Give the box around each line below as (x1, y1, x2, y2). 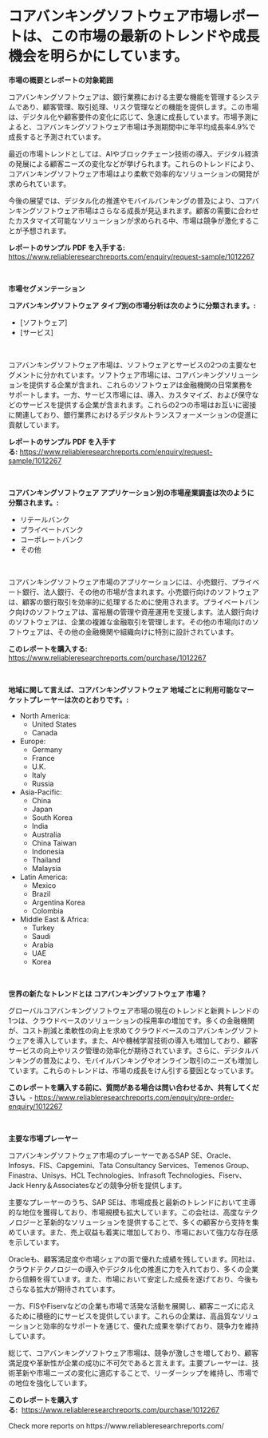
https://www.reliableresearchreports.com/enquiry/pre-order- (34, 1092, 235, 1102)
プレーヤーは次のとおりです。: (29, 695, 129, 704)
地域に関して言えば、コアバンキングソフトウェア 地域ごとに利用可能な (8, 684, 241, 695)
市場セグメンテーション (8, 283, 85, 293)
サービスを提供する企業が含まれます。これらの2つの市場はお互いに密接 (22, 400, 257, 410)
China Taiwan (31, 838, 77, 847)
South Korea (31, 812, 73, 822)
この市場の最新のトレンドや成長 (50, 27, 261, 46)
